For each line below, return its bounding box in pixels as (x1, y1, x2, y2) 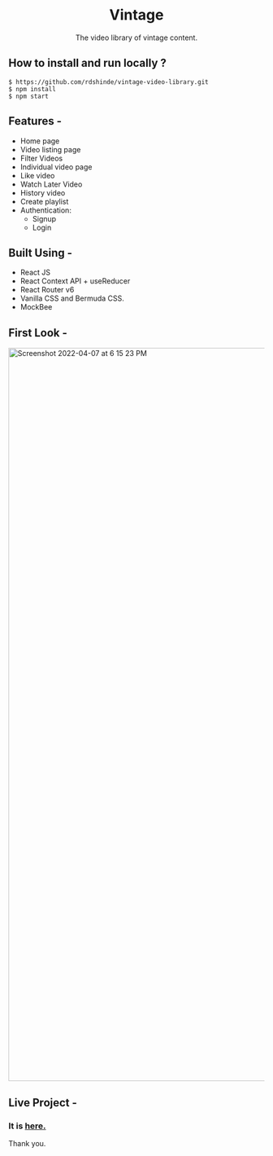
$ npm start (8, 92, 49, 100)
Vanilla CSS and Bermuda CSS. (19, 293, 124, 303)
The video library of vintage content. (76, 33, 197, 42)
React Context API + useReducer (19, 276, 131, 286)
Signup (32, 213, 57, 223)
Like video (19, 170, 55, 180)
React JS (19, 267, 51, 278)
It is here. (8, 1120, 46, 1132)
